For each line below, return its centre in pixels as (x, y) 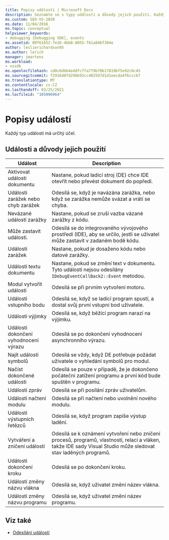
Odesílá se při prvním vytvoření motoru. (98, 287)
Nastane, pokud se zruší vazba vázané (97, 213)
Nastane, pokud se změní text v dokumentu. (104, 263)
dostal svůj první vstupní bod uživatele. (98, 305)
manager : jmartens (24, 57)
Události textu (24, 266)
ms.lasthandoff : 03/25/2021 (35, 90)
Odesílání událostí (31, 532)
